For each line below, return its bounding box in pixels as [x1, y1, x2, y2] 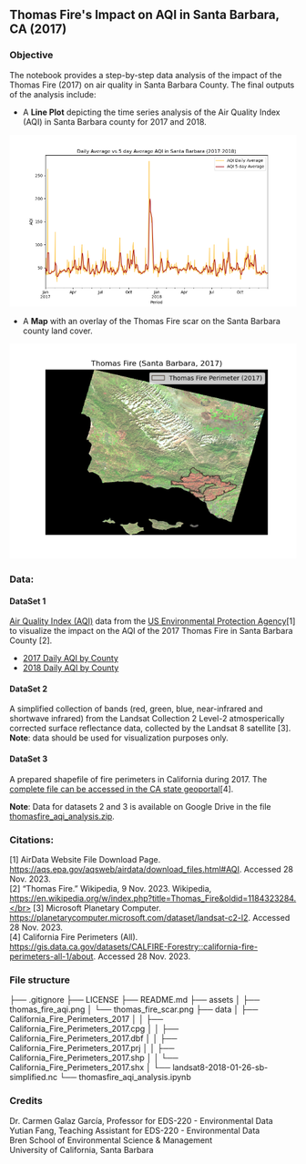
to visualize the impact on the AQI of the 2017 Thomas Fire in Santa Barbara [9, 626, 293, 637]
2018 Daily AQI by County [22, 662, 119, 673]
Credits [9, 1095, 43, 1108]
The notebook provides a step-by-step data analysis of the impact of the [9, 69, 282, 80]
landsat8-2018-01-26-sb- [172, 1062, 269, 1073]
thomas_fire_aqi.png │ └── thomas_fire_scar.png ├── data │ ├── [9, 1004, 259, 1015]
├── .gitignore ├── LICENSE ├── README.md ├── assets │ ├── [9, 995, 260, 1006]
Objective [9, 49, 54, 62]
